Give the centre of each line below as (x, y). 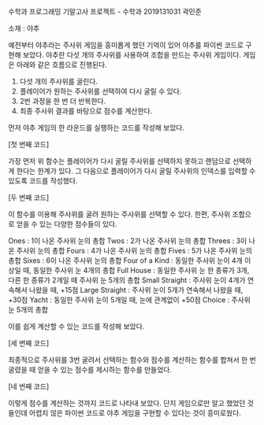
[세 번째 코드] (29, 343)
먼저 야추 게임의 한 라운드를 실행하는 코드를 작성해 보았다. (97, 128)
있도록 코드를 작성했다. (43, 181)
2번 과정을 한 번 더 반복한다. (63, 101)
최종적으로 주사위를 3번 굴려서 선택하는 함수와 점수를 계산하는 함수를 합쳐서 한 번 (132, 360)
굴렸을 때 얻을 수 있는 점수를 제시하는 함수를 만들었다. (90, 370)
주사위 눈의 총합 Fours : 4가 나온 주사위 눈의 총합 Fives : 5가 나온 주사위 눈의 (134, 251)
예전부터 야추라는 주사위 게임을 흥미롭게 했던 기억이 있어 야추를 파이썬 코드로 (126, 45)
